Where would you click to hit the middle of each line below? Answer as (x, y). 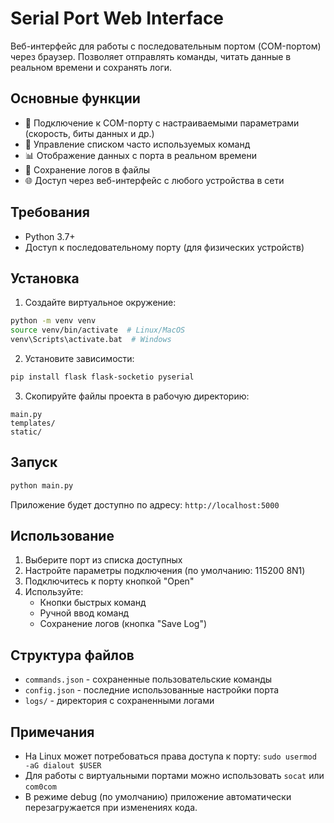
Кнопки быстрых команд (93, 603)
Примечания (52, 732)
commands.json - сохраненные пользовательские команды (148, 679)
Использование (62, 535)
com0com (40, 787)
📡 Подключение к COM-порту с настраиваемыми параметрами (162, 123)
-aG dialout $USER (63, 766)
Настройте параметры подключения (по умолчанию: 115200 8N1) (165, 571)
